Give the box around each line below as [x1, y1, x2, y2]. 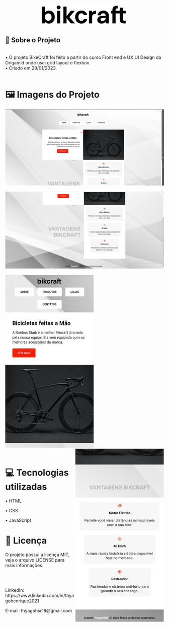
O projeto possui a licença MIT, [5, 552, 70, 558]
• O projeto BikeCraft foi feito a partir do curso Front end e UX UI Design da [5, 54, 161, 60]
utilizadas [5, 481, 47, 493]
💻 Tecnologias [5, 467, 69, 479]
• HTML [5, 498, 22, 504]
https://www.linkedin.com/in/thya [5, 593, 74, 599]
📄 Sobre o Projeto [5, 36, 61, 44]
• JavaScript [5, 517, 32, 523]
